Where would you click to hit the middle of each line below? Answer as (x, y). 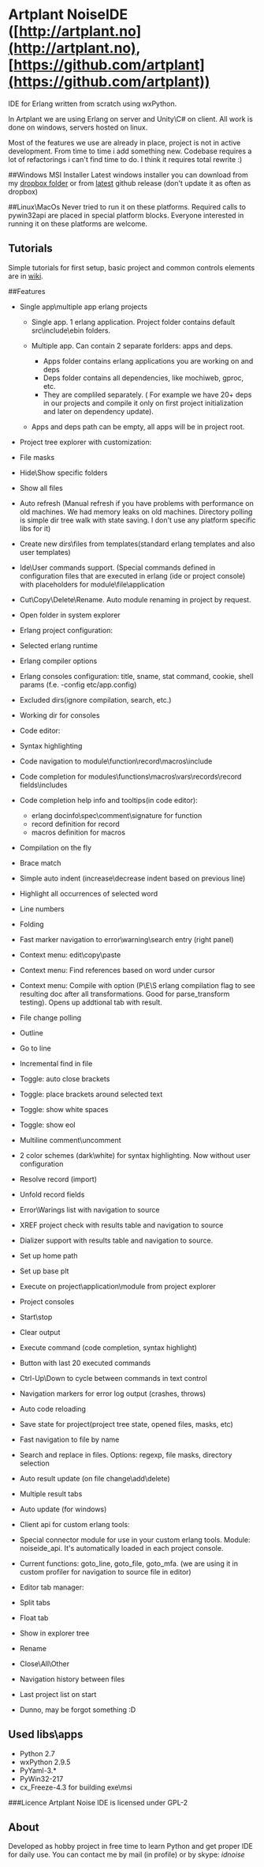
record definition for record (75, 824)
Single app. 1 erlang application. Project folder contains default (133, 322)
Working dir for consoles (59, 715)
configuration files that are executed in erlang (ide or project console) (132, 575)
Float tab (34, 1617)
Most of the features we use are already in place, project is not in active (125, 142)
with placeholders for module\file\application (92, 584)
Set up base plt (44, 1271)
